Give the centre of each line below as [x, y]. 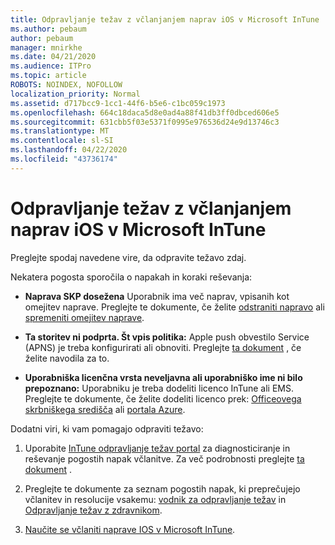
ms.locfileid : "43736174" [64, 159]
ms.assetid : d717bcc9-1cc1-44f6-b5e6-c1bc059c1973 [118, 103]
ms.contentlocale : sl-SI [62, 141]
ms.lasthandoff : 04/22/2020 [69, 150]
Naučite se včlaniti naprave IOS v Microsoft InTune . [130, 529]
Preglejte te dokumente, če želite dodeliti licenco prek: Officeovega [163, 398]
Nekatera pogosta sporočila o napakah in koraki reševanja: [131, 277]
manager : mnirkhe [46, 47]
